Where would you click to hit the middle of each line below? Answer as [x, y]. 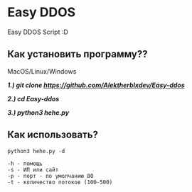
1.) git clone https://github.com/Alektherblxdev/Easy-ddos [96, 85]
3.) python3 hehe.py [38, 112]
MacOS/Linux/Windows [42, 71]
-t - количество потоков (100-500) [60, 182]
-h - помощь [25, 164]
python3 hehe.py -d [36, 151]
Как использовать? [53, 135]
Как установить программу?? [78, 54]
